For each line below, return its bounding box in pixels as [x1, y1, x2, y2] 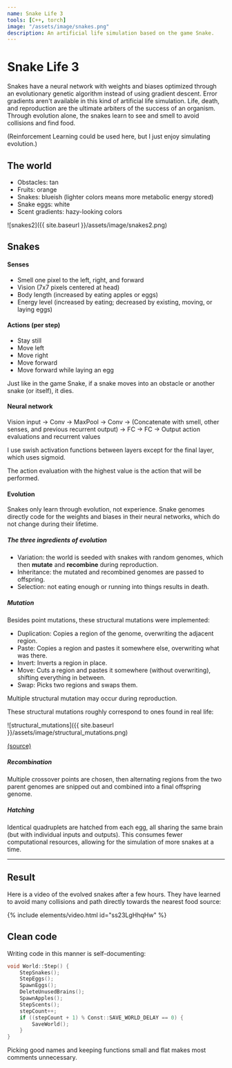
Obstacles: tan [17, 178, 59, 186]
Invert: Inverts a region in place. [17, 659, 108, 667]
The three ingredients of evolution [7, 536, 107, 544]
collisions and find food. [7, 119, 76, 127]
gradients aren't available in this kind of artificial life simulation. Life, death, [7, 97, 220, 105]
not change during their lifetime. [7, 520, 99, 528]
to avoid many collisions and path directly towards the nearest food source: [7, 897, 222, 905]
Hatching [7, 806, 35, 814]
